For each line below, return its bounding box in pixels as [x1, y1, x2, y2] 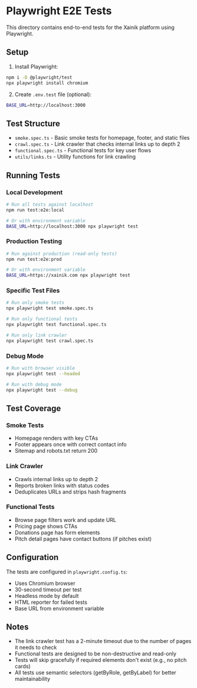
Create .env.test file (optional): [14, 91, 92, 98]
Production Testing [6, 237, 63, 245]
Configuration [6, 552, 59, 562]
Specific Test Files [6, 286, 60, 295]
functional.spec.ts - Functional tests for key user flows [14, 147, 152, 154]
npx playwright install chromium [6, 80, 88, 86]
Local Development [6, 188, 63, 196]
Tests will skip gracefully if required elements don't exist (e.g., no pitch [14, 657, 187, 664]
